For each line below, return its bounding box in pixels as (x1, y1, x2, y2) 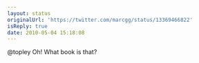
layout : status (7, 10, 51, 17)
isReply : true (7, 23, 48, 29)
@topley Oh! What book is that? (7, 48, 97, 56)
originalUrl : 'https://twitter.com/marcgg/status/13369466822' (7, 16, 193, 23)
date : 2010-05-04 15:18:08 (7, 29, 85, 36)
